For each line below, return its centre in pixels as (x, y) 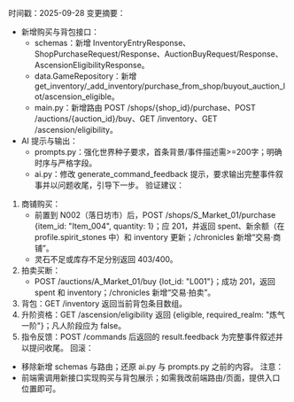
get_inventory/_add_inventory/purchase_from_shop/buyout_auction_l (159, 86)
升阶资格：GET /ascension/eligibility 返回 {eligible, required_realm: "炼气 (153, 314)
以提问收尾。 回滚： (57, 348)
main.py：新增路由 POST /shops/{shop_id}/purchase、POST (145, 108)
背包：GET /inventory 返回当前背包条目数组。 (104, 303)
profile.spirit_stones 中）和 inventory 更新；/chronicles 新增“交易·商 (157, 237)
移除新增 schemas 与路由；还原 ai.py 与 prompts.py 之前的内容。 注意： (152, 367)
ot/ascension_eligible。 (77, 97)
